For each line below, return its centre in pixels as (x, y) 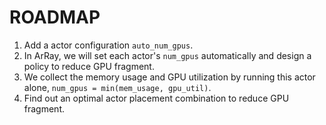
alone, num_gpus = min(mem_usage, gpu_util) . (117, 87)
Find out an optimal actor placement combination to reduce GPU (156, 98)
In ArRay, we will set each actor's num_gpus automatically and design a (167, 55)
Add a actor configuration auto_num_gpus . (108, 45)
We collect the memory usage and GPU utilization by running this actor (169, 77)
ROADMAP (55, 17)
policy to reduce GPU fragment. (89, 66)
